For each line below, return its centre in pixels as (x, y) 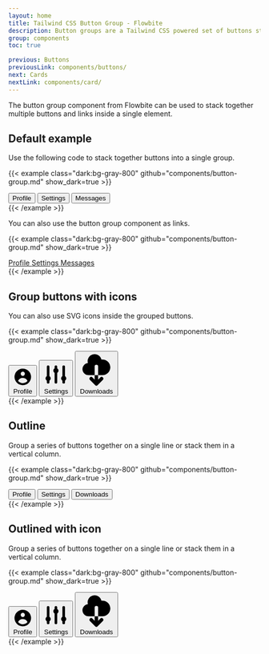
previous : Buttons (39, 60)
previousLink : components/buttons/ (68, 68)
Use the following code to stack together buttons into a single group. (121, 158)
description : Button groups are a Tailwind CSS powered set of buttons (130, 30)
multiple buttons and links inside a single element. (90, 114)
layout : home (30, 16)
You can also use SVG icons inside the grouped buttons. (101, 316)
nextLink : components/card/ (55, 82)
